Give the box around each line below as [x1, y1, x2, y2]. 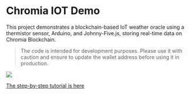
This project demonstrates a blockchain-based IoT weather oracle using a [6, 23, 185, 30]
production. [20, 60, 49, 67]
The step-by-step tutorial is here [6, 82, 85, 89]
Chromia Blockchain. [6, 36, 56, 43]
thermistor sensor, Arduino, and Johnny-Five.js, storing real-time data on [6, 29, 182, 36]
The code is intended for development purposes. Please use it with [20, 47, 183, 54]
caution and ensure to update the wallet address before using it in [20, 53, 180, 60]
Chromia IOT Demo [6, 4, 100, 18]
